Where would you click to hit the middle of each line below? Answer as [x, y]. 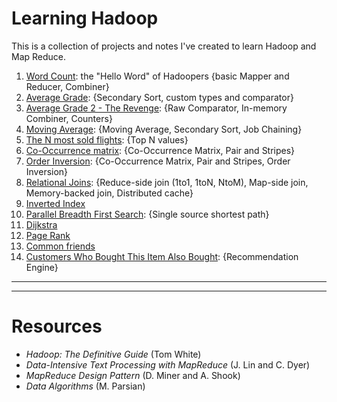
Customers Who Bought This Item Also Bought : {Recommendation [162, 256]
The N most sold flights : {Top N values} [107, 139]
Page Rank [48, 235]
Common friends [60, 246]
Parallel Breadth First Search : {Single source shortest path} [147, 214]
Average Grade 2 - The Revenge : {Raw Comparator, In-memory [156, 108]
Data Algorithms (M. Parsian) [85, 386]
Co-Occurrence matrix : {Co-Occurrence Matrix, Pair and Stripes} [160, 150]
